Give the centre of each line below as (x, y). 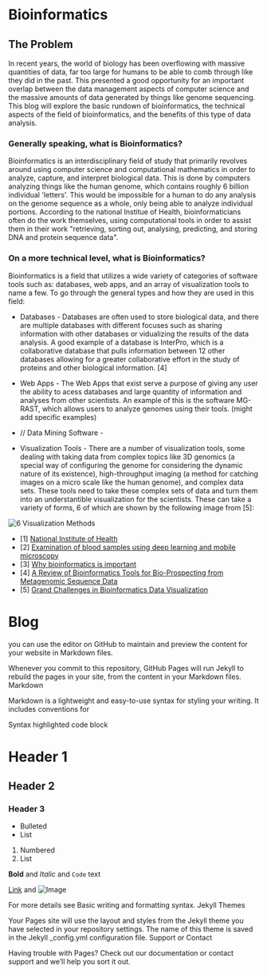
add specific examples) (58, 417)
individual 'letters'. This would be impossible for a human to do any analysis (132, 195)
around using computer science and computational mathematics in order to (132, 170)
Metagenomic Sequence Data (69, 581)
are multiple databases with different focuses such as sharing (121, 325)
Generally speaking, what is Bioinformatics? (96, 143)
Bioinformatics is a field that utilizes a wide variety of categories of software (133, 275)
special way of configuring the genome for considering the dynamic (131, 465)
